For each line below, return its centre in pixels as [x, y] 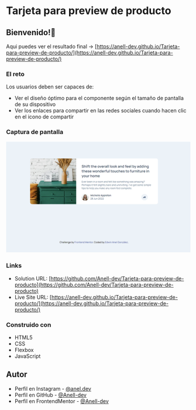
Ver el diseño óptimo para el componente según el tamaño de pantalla [99, 98]
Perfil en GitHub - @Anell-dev [50, 395]
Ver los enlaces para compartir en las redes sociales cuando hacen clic [100, 111]
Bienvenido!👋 [31, 33]
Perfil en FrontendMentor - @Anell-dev [62, 401]
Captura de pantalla [35, 132]
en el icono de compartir [44, 117]
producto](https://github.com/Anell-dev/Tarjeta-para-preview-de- [94, 285]
